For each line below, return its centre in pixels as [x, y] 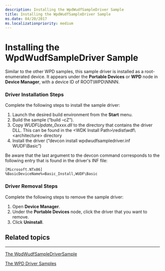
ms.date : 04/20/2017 [26, 19]
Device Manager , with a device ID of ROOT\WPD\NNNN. [62, 82]
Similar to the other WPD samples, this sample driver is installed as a [74, 72]
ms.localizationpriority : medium [39, 23]
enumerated [17, 77]
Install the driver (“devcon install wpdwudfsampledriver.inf [71, 141]
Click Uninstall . [28, 222]
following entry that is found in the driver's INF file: [56, 161]
